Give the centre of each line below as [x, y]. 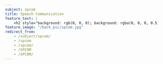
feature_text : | [21, 18]
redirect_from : [20, 32]
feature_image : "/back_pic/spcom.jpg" [44, 27]
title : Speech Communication [34, 14]
